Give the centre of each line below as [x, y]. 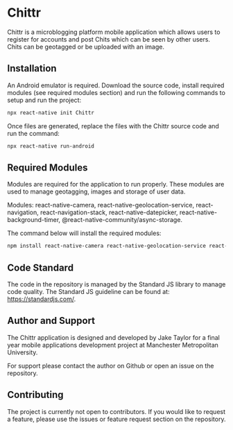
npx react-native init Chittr [51, 112]
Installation [32, 68]
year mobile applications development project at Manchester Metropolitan [113, 345]
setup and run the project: [44, 100]
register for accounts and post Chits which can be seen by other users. [109, 39]
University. [23, 352]
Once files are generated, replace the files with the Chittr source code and [113, 126]
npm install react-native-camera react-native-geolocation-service [107, 246]
